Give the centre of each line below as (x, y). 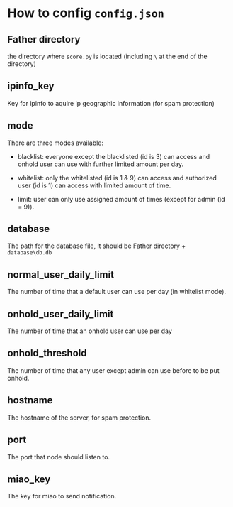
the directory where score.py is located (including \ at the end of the (107, 56)
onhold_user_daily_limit (61, 314)
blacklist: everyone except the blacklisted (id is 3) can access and (114, 156)
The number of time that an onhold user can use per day (90, 331)
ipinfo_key (31, 86)
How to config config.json (86, 13)
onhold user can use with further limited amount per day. (101, 164)
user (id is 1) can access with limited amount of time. (94, 185)
